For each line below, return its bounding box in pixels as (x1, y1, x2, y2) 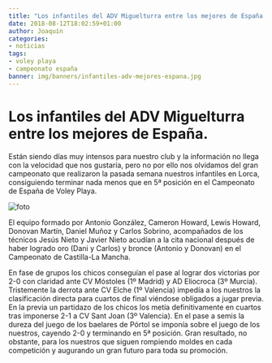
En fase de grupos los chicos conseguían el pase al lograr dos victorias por (8, 267, 261, 277)
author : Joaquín (8, 27, 63, 35)
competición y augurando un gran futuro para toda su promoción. (8, 345, 228, 355)
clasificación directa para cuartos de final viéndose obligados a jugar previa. (8, 293, 264, 303)
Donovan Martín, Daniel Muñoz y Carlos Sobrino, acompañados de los (8, 226, 244, 236)
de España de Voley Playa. (8, 186, 97, 196)
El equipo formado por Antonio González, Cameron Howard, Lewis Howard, (8, 217, 261, 227)
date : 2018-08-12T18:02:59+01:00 (8, 19, 122, 28)
